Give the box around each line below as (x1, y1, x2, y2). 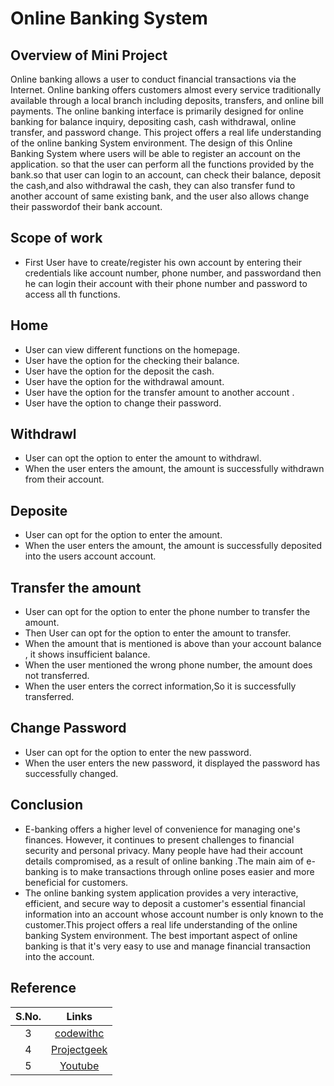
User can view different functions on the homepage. (24, 343, 240, 356)
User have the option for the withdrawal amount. (24, 375, 225, 387)
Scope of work (10, 230, 103, 247)
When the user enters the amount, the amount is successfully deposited (24, 540, 323, 552)
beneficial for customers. (24, 876, 129, 888)
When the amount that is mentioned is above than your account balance (24, 638, 322, 650)
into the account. (24, 950, 95, 962)
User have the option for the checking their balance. (24, 354, 240, 366)
